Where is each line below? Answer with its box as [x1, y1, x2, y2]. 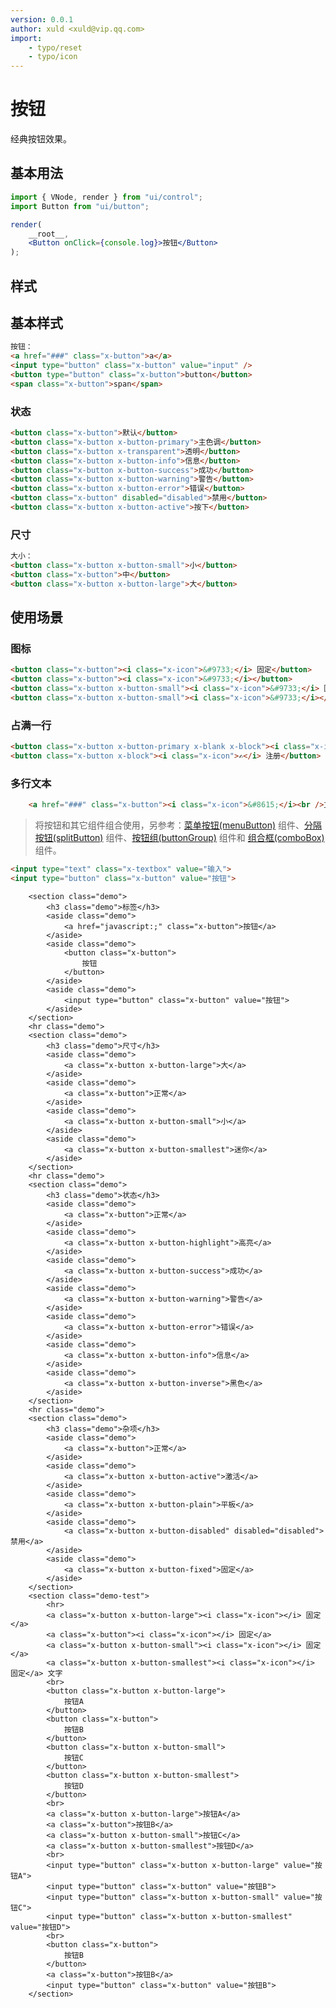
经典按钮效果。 [10, 133, 72, 145]
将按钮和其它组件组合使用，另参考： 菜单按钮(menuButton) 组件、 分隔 [34, 819, 323, 831]
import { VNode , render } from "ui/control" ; [10, 192, 203, 202]
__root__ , [28, 229, 70, 239]
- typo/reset [28, 42, 83, 53]
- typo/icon [28, 52, 78, 62]
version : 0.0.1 [10, 14, 74, 25]
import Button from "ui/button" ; [10, 201, 150, 211]
